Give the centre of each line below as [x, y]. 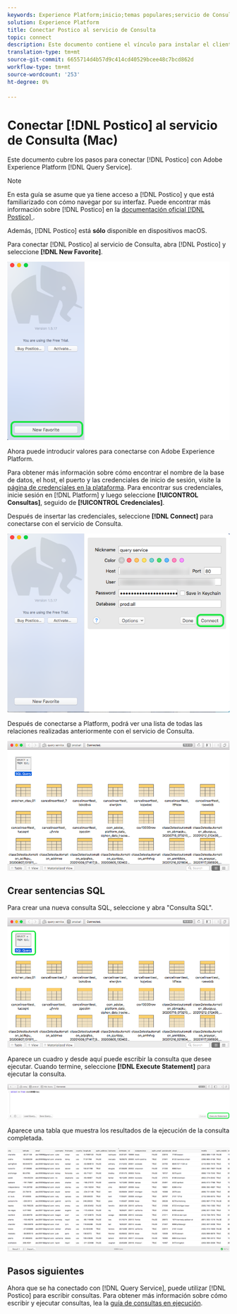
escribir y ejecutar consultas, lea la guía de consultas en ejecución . [105, 1303]
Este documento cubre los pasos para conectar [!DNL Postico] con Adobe [115, 160]
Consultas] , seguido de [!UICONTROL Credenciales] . [86, 502]
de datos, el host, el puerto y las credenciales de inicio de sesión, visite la [114, 479]
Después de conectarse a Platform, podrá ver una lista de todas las [105, 723]
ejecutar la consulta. [37, 1074]
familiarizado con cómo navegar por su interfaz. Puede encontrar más [109, 202]
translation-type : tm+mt [44, 52]
